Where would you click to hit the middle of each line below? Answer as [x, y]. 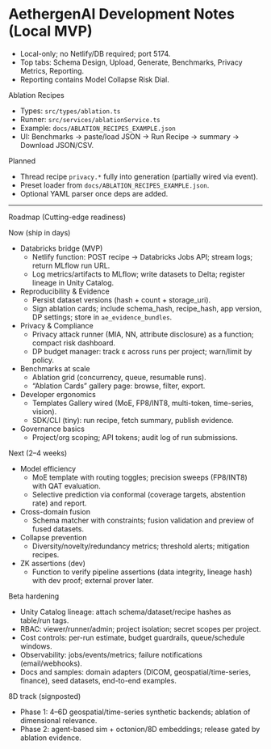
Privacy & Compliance [57, 325]
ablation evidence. [51, 738]
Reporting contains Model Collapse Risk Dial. [94, 79]
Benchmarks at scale [55, 368]
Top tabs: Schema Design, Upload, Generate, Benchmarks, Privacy [131, 62]
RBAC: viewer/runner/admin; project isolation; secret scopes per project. [140, 628]
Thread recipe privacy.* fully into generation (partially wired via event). [139, 176]
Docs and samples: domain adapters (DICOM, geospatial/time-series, [135, 671]
